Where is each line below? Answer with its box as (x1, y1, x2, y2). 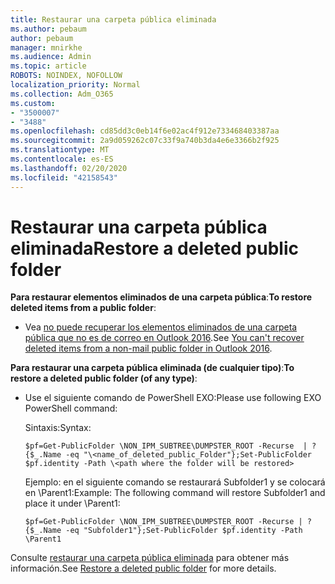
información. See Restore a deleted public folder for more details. (10, 562, 277, 575)
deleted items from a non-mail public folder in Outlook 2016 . (24, 342, 273, 355)
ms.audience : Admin (10, 52, 92, 62)
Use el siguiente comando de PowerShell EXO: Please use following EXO (24, 392, 322, 404)
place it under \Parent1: (24, 497, 121, 510)
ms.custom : (10, 98, 56, 108)
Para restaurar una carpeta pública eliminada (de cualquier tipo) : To (10, 362, 295, 374)
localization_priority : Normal (10, 80, 141, 90)
